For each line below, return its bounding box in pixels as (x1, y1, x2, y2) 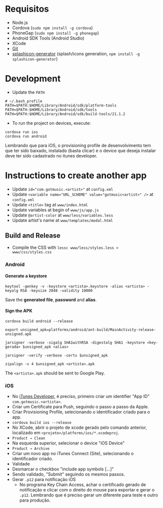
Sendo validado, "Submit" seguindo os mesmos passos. (12, 471, 125, 477)
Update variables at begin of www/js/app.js (12, 207, 99, 213)
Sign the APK (5, 308, 33, 314)
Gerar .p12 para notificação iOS (12, 477, 76, 483)
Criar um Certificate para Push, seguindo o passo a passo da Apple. (12, 404, 149, 410)
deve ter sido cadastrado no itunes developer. (5, 153, 98, 158)
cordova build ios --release (12, 420, 72, 425)
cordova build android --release (5, 319, 73, 324)
